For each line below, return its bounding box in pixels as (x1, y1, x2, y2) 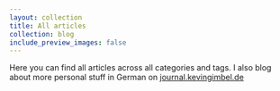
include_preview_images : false (9, 37, 127, 47)
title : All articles (9, 21, 87, 30)
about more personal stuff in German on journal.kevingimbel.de (9, 72, 245, 83)
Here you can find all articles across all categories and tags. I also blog (9, 62, 272, 73)
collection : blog (9, 29, 75, 38)
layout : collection (9, 12, 83, 22)
